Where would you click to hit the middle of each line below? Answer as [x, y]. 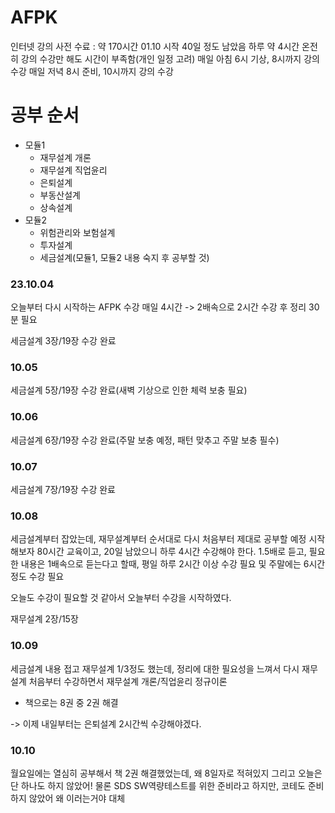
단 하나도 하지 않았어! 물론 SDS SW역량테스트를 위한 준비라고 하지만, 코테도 [158, 785]
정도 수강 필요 [37, 577]
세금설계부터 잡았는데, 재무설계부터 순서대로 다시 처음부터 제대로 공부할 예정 [158, 539]
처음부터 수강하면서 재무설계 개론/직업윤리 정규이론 [128, 681]
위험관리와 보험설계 [77, 232]
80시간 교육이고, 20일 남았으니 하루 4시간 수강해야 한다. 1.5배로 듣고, [171, 552]
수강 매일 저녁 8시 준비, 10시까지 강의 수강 [92, 71]
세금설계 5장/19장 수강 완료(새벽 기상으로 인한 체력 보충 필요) [129, 390]
